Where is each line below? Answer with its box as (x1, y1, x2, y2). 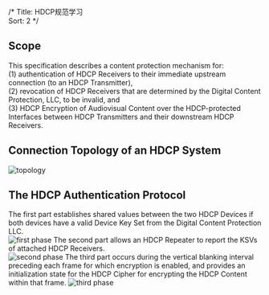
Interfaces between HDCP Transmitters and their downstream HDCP (8, 112, 234, 121)
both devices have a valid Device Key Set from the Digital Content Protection (8, 218, 262, 227)
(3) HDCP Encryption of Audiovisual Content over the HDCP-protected (8, 103, 241, 113)
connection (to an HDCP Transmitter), (8, 77, 133, 87)
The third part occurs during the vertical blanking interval (64, 252, 255, 262)
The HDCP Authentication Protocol (8, 188, 186, 203)
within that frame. (8, 278, 67, 288)
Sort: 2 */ (8, 16, 39, 26)
